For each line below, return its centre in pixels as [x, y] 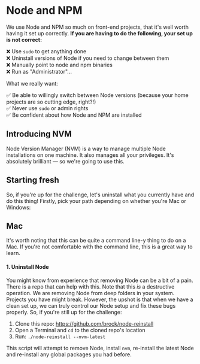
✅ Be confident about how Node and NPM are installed [74, 115]
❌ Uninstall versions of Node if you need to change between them [88, 58]
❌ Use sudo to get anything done [46, 51]
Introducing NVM [39, 134]
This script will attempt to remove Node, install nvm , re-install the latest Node [100, 348]
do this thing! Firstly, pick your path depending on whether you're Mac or [96, 201]
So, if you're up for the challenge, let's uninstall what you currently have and [100, 195]
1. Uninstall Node [28, 266]
